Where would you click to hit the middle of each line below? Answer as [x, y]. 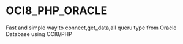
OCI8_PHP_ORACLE [57, 11]
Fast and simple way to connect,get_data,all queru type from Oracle [91, 28]
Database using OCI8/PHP [39, 34]
